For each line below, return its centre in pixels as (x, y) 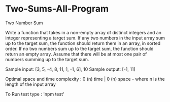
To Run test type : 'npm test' (35, 94)
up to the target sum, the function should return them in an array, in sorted (83, 43)
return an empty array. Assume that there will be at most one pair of (76, 54)
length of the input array (30, 84)
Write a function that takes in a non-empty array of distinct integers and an (83, 32)
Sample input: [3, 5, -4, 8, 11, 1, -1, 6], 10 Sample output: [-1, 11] (70, 69)
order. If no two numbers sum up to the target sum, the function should (79, 48)
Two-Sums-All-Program (57, 9)
